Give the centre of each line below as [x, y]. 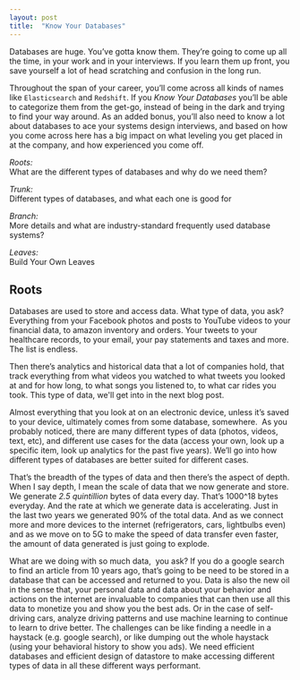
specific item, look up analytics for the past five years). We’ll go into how [143, 450]
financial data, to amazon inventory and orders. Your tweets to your [133, 330]
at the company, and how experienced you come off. [107, 145]
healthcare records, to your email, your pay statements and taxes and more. [149, 340]
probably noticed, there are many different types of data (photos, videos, [144, 431]
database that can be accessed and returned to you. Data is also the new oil [150, 580]
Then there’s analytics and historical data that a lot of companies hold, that [147, 367]
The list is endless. [44, 349]
